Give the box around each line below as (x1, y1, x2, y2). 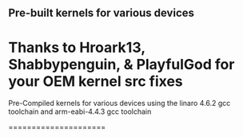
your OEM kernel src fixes (8, 72, 184, 90)
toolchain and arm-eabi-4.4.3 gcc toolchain (8, 107, 152, 116)
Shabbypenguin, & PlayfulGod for (8, 55, 235, 73)
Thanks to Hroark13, (8, 38, 145, 57)
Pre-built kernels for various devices (8, 6, 194, 20)
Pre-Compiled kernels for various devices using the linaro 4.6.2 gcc (8, 99, 231, 108)
